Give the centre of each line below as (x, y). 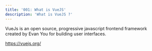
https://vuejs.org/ (23, 43)
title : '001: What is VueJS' (36, 10)
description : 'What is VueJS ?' (39, 14)
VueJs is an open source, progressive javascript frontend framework (76, 28)
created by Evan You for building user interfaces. (56, 34)
